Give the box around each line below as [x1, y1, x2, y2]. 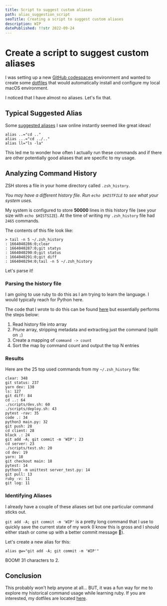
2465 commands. [5, 217, 40, 223]
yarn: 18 [5, 454, 23, 459]
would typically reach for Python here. [5, 296, 84, 302]
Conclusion [5, 572, 42, 580]
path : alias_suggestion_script [5, 12, 70, 17]
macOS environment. [5, 85, 49, 91]
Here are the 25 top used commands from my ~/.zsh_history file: [5, 366, 141, 372]
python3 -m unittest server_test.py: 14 [5, 467, 91, 473]
